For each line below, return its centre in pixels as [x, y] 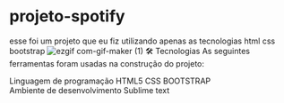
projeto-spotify [67, 16]
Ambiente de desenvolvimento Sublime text [90, 90]
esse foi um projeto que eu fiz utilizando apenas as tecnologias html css [142, 41]
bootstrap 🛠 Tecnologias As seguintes [130, 51]
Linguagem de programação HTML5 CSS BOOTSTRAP [110, 81]
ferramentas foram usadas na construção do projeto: [107, 63]
